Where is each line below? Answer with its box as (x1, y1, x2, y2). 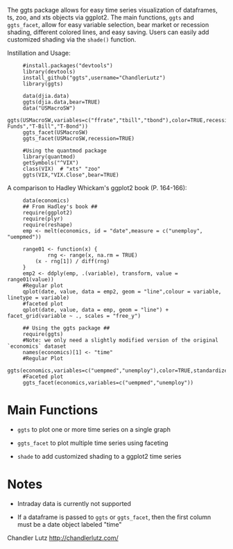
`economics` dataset (7, 343, 67, 350)
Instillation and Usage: (7, 49, 71, 57)
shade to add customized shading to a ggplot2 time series (17, 452, 182, 460)
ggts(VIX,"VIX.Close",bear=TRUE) (22, 171, 119, 178)
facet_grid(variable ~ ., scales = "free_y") (7, 312, 141, 319)
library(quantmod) (22, 153, 76, 160)
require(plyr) (22, 215, 64, 222)
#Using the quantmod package (22, 147, 107, 154)
